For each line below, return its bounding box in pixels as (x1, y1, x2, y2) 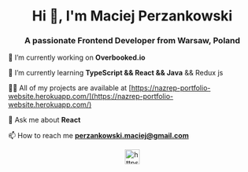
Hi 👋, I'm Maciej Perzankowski (31, 7, 233, 25)
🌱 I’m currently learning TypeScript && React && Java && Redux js (8, 68, 224, 78)
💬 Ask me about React (8, 115, 81, 125)
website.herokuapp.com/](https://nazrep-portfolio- (8, 92, 174, 101)
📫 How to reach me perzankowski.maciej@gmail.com (8, 131, 189, 141)
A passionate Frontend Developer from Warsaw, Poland (24, 35, 241, 46)
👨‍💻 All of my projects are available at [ (8, 83, 131, 93)
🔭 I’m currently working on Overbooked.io (8, 53, 146, 62)
